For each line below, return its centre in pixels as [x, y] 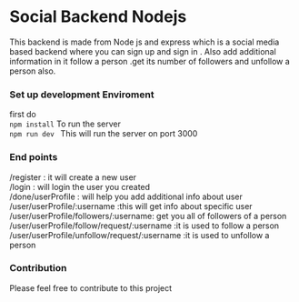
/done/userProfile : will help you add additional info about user [126, 196]
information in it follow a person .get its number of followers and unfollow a [150, 61]
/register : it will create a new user [73, 177]
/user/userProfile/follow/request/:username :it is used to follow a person [145, 226]
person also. [33, 71]
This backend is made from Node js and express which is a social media [145, 42]
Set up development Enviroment [82, 95]
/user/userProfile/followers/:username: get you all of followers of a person [148, 216]
